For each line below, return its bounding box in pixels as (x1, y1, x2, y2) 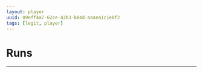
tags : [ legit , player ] (6, 20, 63, 26)
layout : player (6, 8, 45, 15)
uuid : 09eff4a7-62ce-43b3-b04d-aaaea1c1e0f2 (6, 14, 120, 21)
